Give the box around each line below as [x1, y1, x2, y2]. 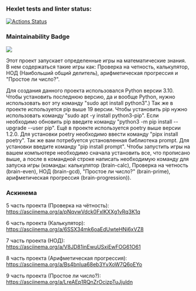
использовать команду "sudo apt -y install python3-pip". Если [6, 112, 159, 119]
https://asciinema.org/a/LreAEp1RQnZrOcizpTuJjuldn [6, 278, 133, 285]
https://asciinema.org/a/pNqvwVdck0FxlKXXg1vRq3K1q [6, 208, 140, 215]
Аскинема [6, 189, 37, 197]
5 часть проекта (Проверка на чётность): [6, 201, 109, 209]
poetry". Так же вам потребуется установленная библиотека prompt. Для [6, 136, 190, 143]
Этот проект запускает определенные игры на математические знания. [6, 57, 186, 64]
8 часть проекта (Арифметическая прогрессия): [6, 254, 128, 262]
